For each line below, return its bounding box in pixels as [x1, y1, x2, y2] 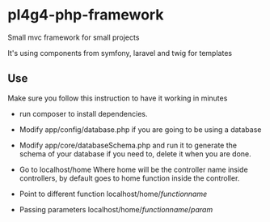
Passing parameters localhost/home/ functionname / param [19, 204, 213, 214]
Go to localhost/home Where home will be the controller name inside [19, 164, 248, 174]
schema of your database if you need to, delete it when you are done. [19, 148, 251, 159]
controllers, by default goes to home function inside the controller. [19, 173, 240, 183]
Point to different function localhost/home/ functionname [19, 189, 208, 199]
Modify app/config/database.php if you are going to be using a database [19, 124, 262, 134]
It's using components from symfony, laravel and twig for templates [7, 48, 232, 58]
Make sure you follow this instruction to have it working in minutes [7, 93, 228, 103]
